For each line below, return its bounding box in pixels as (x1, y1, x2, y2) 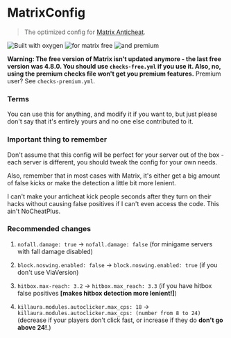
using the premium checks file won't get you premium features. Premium (7, 69, 221, 78)
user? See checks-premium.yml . (7, 76, 96, 85)
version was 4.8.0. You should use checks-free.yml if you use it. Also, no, (7, 62, 221, 70)
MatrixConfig (7, 5, 85, 21)
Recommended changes (7, 224, 92, 234)
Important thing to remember (7, 135, 108, 144)
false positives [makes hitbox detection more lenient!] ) (17, 289, 177, 297)
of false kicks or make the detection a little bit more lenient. (7, 178, 177, 187)
